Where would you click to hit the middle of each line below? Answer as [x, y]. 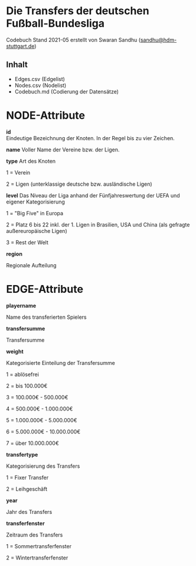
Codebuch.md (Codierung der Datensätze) [67, 91]
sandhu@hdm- [159, 40]
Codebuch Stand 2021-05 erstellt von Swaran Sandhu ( [73, 40]
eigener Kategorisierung [35, 202]
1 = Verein [18, 172]
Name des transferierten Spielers [46, 317]
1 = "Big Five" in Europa [35, 213]
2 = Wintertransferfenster [37, 558]
